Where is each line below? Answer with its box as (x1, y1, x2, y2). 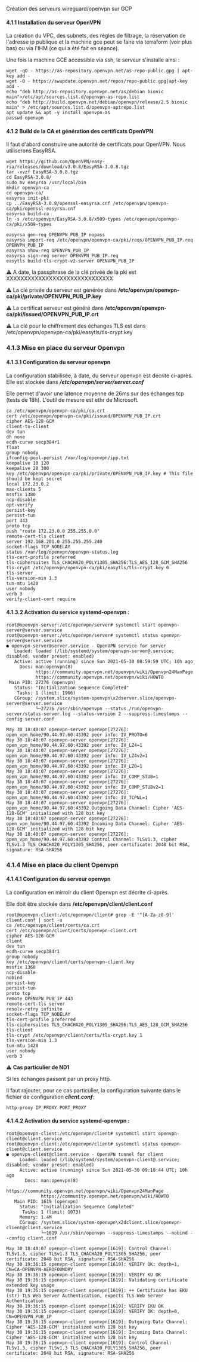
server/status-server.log (6, 711, 70, 717)
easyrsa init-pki (6, 196, 49, 201)
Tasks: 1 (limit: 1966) (17, 690, 76, 696)
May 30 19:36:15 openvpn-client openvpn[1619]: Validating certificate (6, 1277, 188, 1283)
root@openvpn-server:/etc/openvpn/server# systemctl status (6, 632, 159, 639)
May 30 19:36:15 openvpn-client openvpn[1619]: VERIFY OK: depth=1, (6, 1262, 180, 1268)
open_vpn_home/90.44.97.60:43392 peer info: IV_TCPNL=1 (6, 795, 148, 801)
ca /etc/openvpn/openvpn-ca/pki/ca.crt (6, 408, 105, 414)
